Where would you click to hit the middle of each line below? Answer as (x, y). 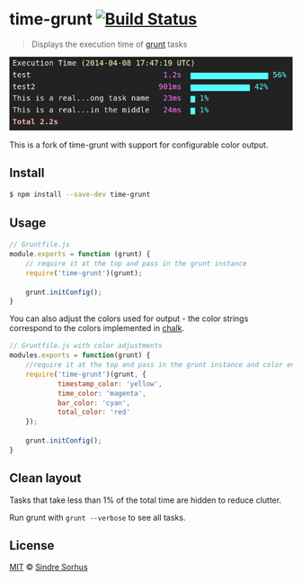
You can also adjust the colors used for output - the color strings (129, 318)
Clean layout (45, 478)
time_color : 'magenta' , (102, 393)
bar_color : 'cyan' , (93, 403)
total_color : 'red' (93, 412)
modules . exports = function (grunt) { (80, 355)
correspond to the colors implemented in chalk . (97, 328)
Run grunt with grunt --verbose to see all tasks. (98, 517)
